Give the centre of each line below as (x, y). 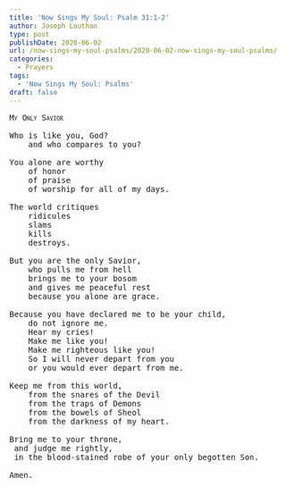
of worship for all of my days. (99, 189)
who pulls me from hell (80, 269)
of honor (47, 171)
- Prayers (35, 68)
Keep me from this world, (66, 386)
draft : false (34, 92)
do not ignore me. (68, 323)
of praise (50, 180)
